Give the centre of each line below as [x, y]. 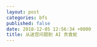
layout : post [23, 12]
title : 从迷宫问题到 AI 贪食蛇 [42, 35]
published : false [28, 23]
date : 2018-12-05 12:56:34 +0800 [49, 29]
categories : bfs [27, 18]
